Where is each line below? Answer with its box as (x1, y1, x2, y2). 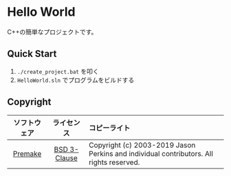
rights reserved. (89, 157, 140, 167)
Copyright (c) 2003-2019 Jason (89, 140, 196, 150)
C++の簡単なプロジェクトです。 (7, 27, 98, 36)
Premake (12, 148, 42, 158)
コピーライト (89, 123, 131, 133)
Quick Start (7, 48, 57, 60)
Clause (54, 153, 78, 162)
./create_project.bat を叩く (16, 67, 99, 76)
